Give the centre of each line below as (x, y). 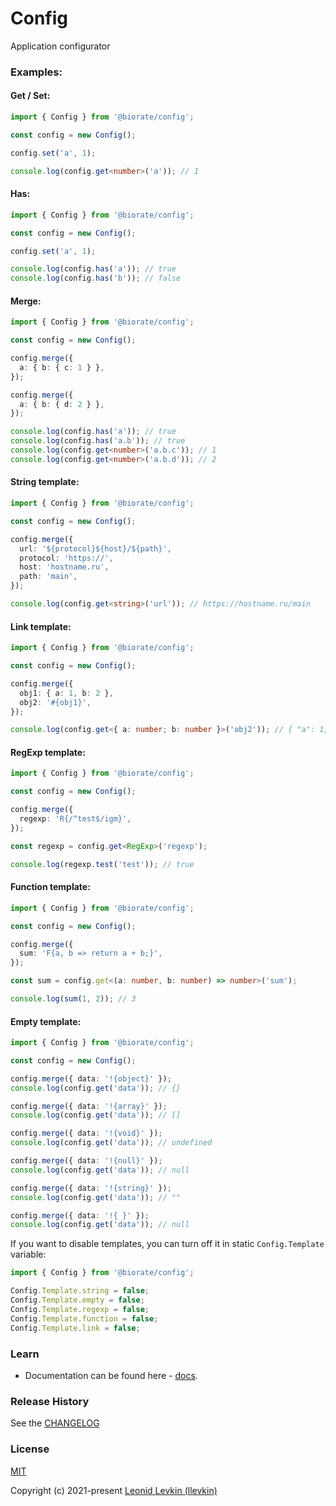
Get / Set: (30, 96)
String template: (45, 482)
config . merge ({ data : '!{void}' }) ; (86, 1133)
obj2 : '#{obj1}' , (55, 702)
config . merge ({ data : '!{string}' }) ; (91, 1188)
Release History (50, 1401)
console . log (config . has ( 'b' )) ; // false (96, 278)
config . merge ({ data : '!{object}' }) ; (91, 1078)
